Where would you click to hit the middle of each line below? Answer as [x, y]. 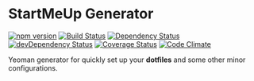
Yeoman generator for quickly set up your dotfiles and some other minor [127, 60]
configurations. [33, 67]
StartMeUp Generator [81, 14]
